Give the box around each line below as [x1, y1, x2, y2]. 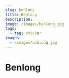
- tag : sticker [10, 31, 42, 36]
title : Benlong [5, 12, 37, 17]
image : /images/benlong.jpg [5, 21, 64, 27]
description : [5, 17, 33, 22]
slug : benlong [5, 7, 35, 13]
